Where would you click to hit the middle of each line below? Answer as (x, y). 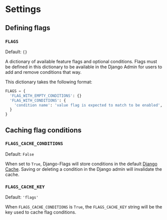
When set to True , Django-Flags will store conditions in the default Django (81, 164)
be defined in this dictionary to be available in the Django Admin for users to (84, 67)
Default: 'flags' (22, 197)
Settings (23, 9)
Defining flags (28, 28)
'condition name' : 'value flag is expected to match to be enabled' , (89, 105)
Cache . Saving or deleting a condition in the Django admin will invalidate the (83, 169)
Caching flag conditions (43, 130)
